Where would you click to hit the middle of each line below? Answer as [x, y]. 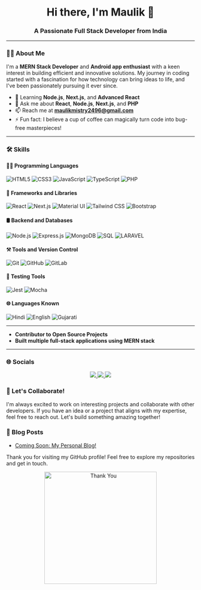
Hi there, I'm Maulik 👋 [100, 12]
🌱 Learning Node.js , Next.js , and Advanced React [77, 97]
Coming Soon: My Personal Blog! [56, 445]
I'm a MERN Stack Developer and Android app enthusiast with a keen [93, 66]
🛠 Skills [18, 149]
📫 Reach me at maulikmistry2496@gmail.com [74, 110]
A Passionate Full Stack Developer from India [100, 31]
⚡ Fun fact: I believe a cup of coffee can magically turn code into [95, 119]
